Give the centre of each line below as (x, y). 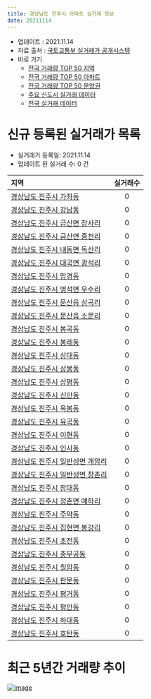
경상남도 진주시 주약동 (45, 515)
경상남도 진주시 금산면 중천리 (56, 237)
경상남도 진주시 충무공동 (48, 554)
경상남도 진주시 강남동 (45, 210)
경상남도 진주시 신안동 (45, 395)
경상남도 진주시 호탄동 (45, 634)
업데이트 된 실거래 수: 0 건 (53, 164)
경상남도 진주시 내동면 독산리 (56, 250)
